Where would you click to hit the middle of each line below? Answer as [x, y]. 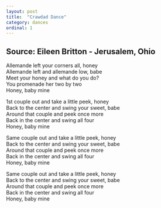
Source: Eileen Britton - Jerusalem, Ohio [81, 51]
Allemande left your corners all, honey [52, 65]
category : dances [27, 22]
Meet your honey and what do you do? [53, 78]
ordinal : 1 [19, 28]
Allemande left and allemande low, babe [54, 72]
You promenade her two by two [44, 84]
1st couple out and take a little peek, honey [58, 102]
